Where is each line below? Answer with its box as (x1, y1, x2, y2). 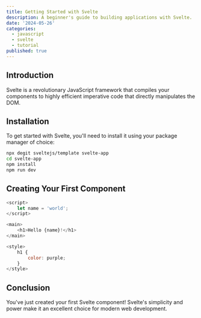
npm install (6, 162, 36, 168)
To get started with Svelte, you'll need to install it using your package (6, 132, 178, 139)
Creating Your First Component (6, 184, 126, 194)
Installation (6, 116, 49, 126)
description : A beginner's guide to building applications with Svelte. (6, 14, 193, 20)
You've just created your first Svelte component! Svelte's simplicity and (6, 299, 184, 306)
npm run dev (6, 167, 36, 173)
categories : (6, 25, 36, 32)
